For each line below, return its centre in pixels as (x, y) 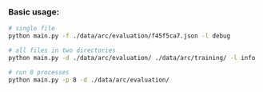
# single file (32, 29)
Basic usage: (34, 12)
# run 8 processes (39, 72)
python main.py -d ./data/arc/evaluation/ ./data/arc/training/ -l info (132, 58)
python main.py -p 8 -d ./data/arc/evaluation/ (89, 80)
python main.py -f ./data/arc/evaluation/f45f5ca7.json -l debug (119, 36)
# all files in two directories (62, 50)
